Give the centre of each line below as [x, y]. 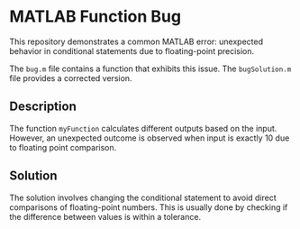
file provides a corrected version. [71, 78]
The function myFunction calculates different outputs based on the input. [143, 128]
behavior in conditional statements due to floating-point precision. [132, 50]
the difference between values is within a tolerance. [105, 216]
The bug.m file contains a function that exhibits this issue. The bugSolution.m [150, 69]
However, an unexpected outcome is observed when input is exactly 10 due [150, 138]
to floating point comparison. [63, 147]
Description [43, 107]
